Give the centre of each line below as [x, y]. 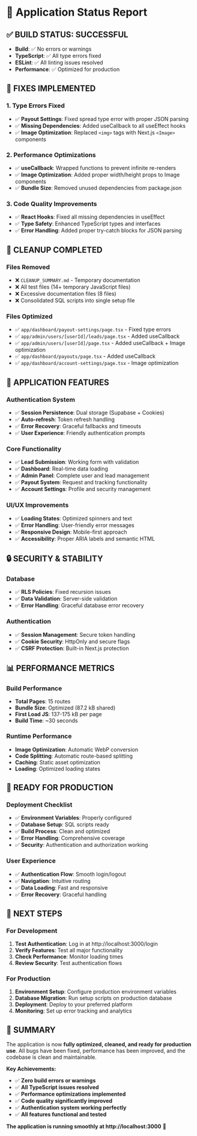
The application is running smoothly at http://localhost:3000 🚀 [86, 1126]
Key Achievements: [31, 1069]
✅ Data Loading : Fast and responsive [61, 887]
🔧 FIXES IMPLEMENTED [51, 89]
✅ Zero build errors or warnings [55, 1081]
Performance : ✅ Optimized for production [67, 69]
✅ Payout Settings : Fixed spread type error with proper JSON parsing [102, 119]
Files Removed [28, 267]
